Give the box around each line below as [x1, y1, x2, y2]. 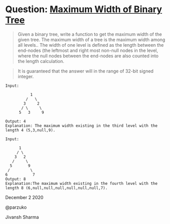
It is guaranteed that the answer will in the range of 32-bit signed [17, 68, 154, 74]
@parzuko [5, 204, 27, 210]
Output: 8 [5, 176, 26, 181]
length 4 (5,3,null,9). [5, 127, 56, 133]
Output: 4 [5, 118, 26, 124]
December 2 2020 [5, 194, 44, 200]
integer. [17, 73, 34, 79]
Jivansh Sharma [5, 214, 39, 220]
